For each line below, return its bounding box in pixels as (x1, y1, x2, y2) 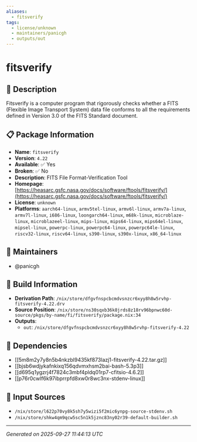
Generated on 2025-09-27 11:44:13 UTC (6, 431, 103, 438)
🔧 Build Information (6, 279, 78, 290)
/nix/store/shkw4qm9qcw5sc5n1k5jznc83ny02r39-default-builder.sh (14, 415, 178, 421)
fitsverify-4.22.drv (14, 301, 65, 307)
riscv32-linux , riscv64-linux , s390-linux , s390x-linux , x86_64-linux (14, 229, 182, 237)
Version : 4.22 (14, 155, 48, 162)
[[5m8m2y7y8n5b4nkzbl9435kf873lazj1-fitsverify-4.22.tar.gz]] (14, 357, 167, 364)
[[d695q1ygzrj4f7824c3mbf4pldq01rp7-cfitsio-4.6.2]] (14, 369, 144, 376)
